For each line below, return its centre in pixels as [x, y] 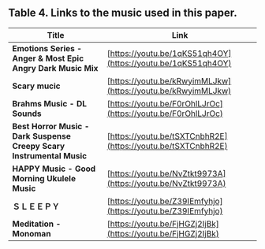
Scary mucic [36, 86]
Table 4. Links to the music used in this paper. [123, 13]
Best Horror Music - [51, 126]
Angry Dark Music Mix [55, 68]
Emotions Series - [47, 48]
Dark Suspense [41, 136]
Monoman [32, 233]
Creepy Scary [39, 146]
